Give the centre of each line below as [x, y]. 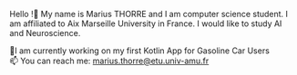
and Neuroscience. [45, 33]
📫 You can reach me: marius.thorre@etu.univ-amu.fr [109, 61]
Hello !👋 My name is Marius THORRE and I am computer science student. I [149, 14]
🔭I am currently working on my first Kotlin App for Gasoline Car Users [140, 51]
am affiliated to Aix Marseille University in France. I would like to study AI [146, 23]
